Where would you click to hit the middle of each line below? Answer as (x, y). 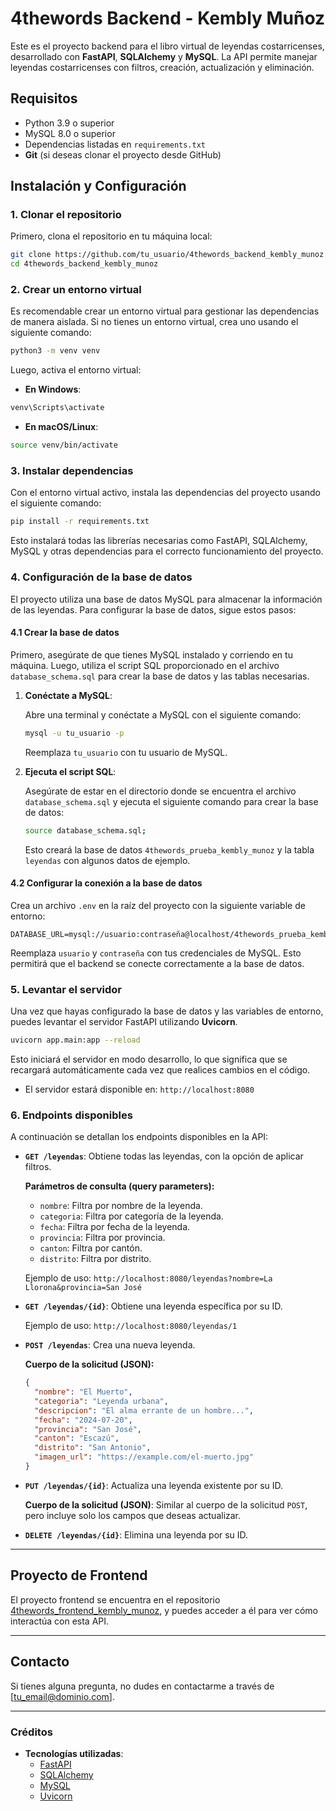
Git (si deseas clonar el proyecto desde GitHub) (123, 154)
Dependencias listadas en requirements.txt (115, 144)
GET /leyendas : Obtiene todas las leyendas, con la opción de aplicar (164, 1156)
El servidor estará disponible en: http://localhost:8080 (139, 1089)
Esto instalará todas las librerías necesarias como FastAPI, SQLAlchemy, (159, 541)
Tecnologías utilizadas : (74, 1753)
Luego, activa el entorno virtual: (76, 370)
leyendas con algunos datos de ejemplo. (107, 860)
